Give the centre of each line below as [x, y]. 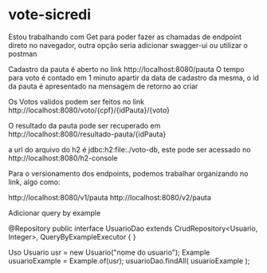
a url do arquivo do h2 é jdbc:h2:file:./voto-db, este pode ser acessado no [130, 149]
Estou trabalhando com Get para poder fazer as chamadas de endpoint [125, 37]
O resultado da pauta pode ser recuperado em [84, 125]
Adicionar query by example [55, 212]
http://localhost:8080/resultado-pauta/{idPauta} [87, 134]
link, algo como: [34, 182]
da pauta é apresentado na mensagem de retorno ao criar [103, 86]
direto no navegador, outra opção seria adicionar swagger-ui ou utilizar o [128, 45]
